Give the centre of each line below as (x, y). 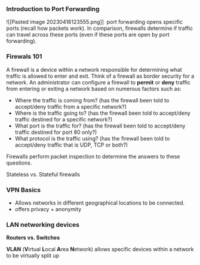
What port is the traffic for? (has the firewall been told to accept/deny (100, 126)
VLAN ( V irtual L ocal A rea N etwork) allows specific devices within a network (100, 249)
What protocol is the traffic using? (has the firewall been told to (92, 138)
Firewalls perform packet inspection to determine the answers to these (93, 156)
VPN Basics (23, 190)
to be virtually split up (33, 255)
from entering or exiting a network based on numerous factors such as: (94, 89)
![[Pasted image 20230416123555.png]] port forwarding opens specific (95, 22)
